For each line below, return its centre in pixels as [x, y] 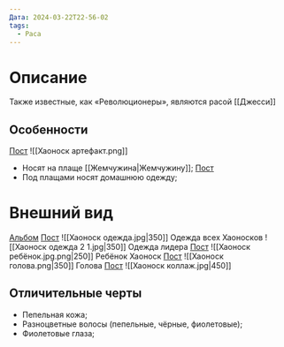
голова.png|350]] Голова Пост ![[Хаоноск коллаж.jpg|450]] [120, 266]
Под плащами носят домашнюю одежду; [100, 177]
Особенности [49, 129]
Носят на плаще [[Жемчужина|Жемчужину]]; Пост [118, 168]
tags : [19, 26]
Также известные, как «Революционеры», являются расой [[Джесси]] [142, 102]
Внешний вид [61, 213]
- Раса [29, 34]
